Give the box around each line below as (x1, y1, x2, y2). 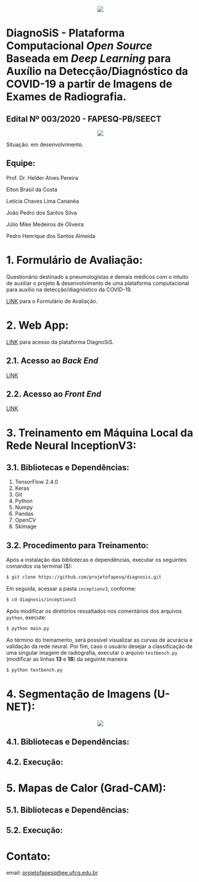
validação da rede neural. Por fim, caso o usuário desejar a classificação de (6, 642, 193, 650)
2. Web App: (6, 318, 69, 332)
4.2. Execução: (6, 757, 64, 767)
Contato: (6, 849, 51, 863)
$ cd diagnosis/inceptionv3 (6, 597, 76, 603)
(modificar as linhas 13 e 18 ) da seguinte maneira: (6, 655, 128, 663)
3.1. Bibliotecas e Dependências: (6, 462, 130, 472)
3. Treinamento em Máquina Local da (6, 426, 194, 440)
